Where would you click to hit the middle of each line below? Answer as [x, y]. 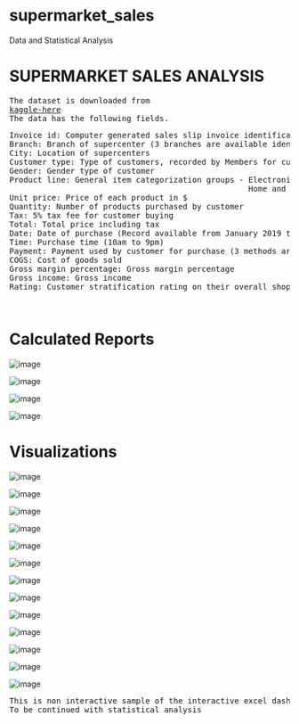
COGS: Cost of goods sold [66, 260]
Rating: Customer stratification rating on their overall [138, 287]
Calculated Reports [82, 339]
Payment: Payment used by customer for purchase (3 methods [143, 251]
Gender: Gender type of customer [82, 171]
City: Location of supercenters [80, 153]
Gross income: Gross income [70, 278]
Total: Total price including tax [85, 224]
